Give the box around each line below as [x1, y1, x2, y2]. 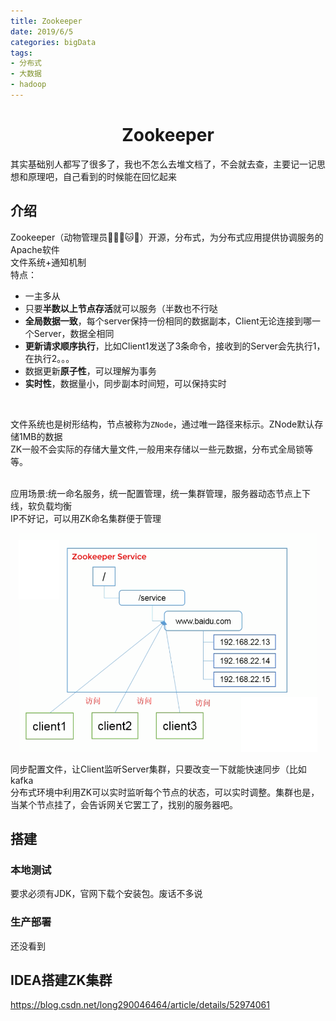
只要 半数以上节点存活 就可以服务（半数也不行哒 [24, 302, 218, 314]
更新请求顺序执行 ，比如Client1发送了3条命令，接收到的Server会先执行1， [24, 340, 326, 352]
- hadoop [10, 80, 47, 90]
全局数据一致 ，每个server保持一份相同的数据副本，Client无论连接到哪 [24, 315, 312, 327]
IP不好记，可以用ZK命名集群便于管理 [10, 512, 162, 524]
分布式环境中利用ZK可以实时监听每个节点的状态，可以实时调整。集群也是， [10, 786, 320, 798]
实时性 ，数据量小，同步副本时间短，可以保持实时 [24, 377, 227, 389]
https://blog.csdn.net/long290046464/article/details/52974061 [10, 999, 270, 1011]
